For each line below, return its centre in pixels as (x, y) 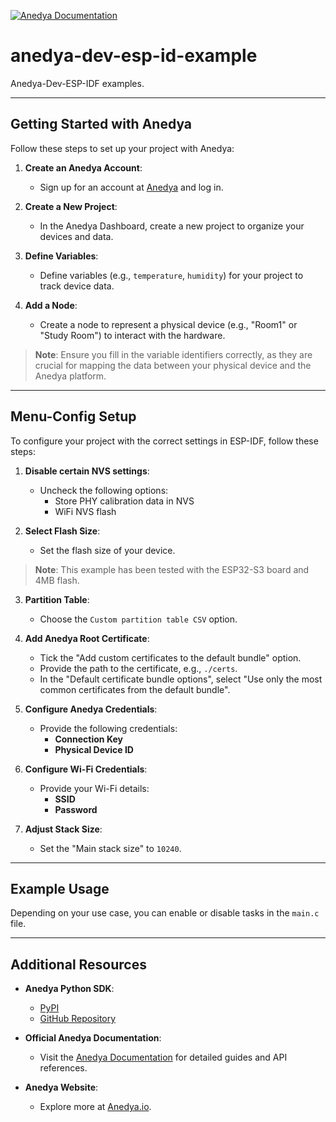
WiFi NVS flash (85, 511)
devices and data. (76, 236)
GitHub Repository (78, 1019)
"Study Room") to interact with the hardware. (132, 335)
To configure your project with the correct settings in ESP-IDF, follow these (164, 441)
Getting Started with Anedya (101, 124)
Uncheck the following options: (104, 490)
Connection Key (88, 739)
